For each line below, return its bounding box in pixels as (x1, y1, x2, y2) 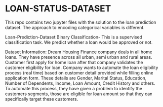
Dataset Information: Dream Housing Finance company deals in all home (5, 49, 153, 55)
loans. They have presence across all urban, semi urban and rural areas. (5, 54, 152, 60)
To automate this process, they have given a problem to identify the (5, 85, 142, 91)
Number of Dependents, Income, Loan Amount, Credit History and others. (5, 80, 156, 86)
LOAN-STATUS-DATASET (5, 3, 111, 14)
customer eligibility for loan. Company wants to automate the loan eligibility (5, 65, 159, 71)
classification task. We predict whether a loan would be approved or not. (5, 39, 153, 45)
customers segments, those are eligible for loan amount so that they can (5, 91, 153, 97)
